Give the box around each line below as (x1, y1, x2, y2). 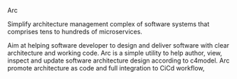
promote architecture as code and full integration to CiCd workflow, (7, 64, 205, 72)
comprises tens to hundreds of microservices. (7, 28, 142, 36)
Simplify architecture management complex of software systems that (7, 20, 210, 28)
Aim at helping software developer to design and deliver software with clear (7, 41, 230, 49)
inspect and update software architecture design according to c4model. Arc (7, 56, 230, 65)
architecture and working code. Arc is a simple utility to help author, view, (7, 49, 223, 57)
